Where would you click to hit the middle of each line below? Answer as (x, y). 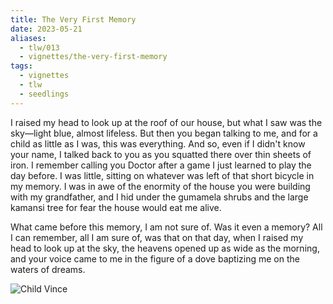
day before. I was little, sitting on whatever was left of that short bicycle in (162, 175)
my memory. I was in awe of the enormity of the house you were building (160, 186)
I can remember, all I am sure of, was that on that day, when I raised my (157, 237)
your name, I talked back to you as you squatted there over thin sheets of (161, 154)
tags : (21, 66)
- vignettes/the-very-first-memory (93, 57)
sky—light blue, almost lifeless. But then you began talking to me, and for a (164, 133)
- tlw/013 (39, 47)
